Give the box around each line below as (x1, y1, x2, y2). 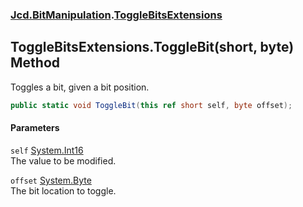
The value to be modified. (10, 154, 117, 167)
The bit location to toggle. (10, 184, 117, 197)
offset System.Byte (10, 174, 92, 186)
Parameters (10, 122, 60, 134)
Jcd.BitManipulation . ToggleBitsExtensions (10, 8, 223, 22)
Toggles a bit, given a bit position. (10, 81, 150, 93)
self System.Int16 (10, 144, 84, 156)
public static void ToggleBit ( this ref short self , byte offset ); (10, 100, 293, 110)
